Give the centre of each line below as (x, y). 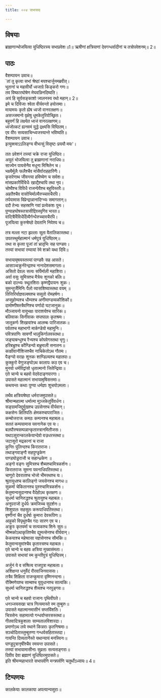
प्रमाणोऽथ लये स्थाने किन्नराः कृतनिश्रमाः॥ (37, 627)
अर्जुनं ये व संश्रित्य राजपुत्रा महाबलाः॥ (34, 565)
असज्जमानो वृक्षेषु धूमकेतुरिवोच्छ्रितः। (33, 116)
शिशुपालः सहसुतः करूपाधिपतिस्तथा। (34, 509)
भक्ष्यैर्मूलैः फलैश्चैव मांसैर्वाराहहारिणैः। (33, 171)
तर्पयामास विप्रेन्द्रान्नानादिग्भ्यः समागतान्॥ (36, 200)
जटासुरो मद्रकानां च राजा (25, 441)
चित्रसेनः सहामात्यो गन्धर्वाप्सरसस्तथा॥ (35, 615)
